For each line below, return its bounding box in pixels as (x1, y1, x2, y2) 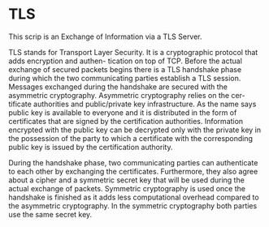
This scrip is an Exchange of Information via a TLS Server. (8, 32, 202, 41)
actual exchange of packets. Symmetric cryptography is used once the (8, 183, 246, 193)
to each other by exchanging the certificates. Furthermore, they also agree (8, 166, 258, 176)
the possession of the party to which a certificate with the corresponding (8, 133, 254, 143)
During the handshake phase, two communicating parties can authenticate (8, 157, 258, 167)
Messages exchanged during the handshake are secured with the (8, 82, 228, 92)
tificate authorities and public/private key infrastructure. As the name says (8, 99, 257, 109)
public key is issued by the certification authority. (8, 142, 173, 152)
